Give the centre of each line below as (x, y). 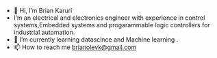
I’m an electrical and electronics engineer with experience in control (109, 18)
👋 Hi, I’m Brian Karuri (43, 11)
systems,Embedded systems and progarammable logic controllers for (112, 25)
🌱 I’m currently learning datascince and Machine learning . (96, 40)
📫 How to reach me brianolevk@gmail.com (75, 47)
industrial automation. (44, 32)
